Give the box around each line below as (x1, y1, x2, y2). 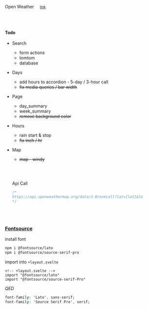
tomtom (19, 55, 35, 61)
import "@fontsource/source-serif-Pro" (5, 277, 86, 282)
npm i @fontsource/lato (5, 246, 53, 251)
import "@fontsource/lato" (5, 272, 60, 277)
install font (5, 236, 26, 242)
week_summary (19, 108, 51, 114)
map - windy (19, 156, 45, 162)
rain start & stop (19, 133, 52, 138)
